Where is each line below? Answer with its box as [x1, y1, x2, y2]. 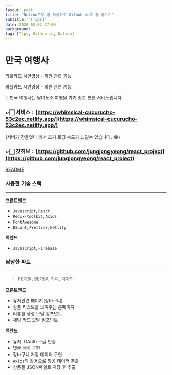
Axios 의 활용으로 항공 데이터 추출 [12, 358, 79, 364]
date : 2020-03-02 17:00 [5, 21, 56, 27]
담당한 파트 [5, 258, 31, 266]
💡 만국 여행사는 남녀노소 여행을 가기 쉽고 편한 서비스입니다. [5, 94, 123, 100]
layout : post [5, 7, 33, 13]
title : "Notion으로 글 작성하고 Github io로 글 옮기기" [5, 12, 114, 17]
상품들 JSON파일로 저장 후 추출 [12, 364, 76, 370]
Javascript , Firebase [12, 245, 57, 251]
